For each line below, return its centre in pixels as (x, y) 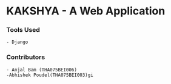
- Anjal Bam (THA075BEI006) (42, 70)
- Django (17, 42)
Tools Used (23, 30)
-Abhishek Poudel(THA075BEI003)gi (50, 75)
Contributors (26, 57)
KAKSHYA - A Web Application (86, 11)
